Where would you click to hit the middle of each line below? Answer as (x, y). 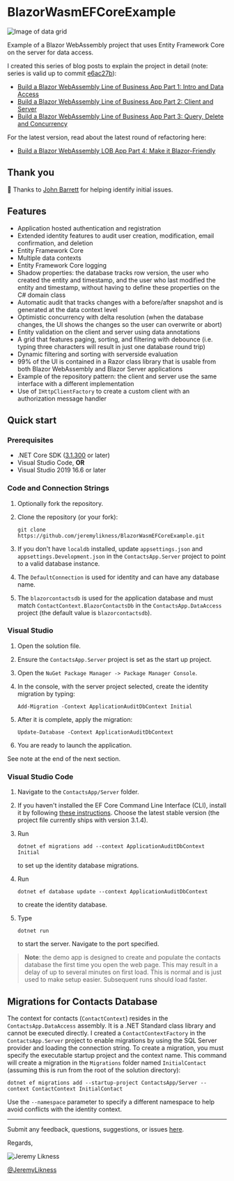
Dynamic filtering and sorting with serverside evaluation (97, 354)
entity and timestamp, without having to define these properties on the (118, 287)
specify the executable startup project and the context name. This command (117, 1055)
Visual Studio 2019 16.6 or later (62, 470)
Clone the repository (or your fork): (68, 517)
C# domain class (41, 295)
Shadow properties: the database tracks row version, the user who (113, 272)
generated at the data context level (68, 309)
